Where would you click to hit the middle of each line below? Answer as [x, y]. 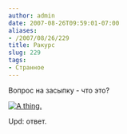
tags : [17, 61]
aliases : [23, 30]
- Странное [26, 68]
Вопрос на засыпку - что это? [59, 90]
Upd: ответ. [28, 121]
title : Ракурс [32, 45]
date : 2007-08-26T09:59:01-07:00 [64, 23]
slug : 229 [25, 53]
